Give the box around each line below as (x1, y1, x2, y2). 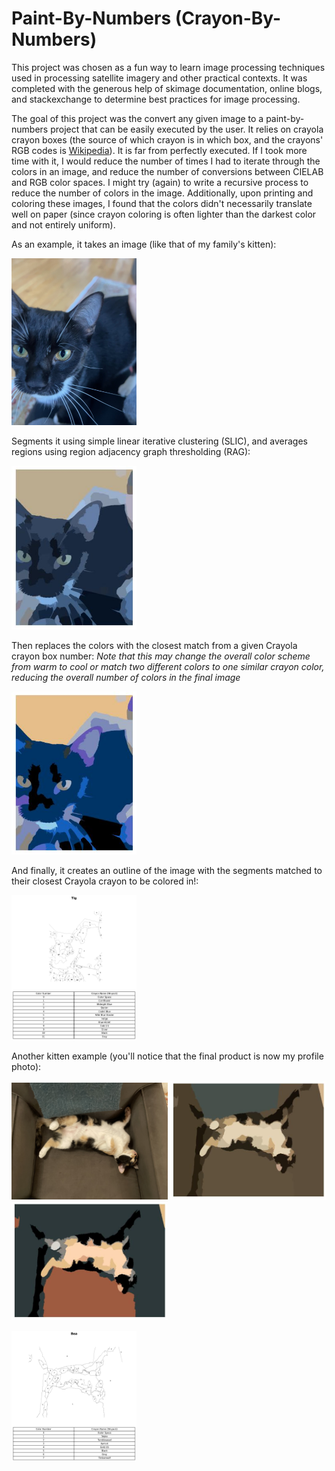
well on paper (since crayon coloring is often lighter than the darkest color (11, 208, 317, 220)
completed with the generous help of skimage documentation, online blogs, (11, 82, 323, 94)
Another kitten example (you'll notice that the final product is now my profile (11, 1050, 324, 1062)
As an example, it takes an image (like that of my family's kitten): (11, 238, 277, 250)
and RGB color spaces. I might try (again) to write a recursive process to (11, 176, 309, 188)
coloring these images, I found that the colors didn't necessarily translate (11, 197, 313, 209)
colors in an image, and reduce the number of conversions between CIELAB (11, 165, 324, 177)
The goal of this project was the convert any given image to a (11, 112, 264, 124)
